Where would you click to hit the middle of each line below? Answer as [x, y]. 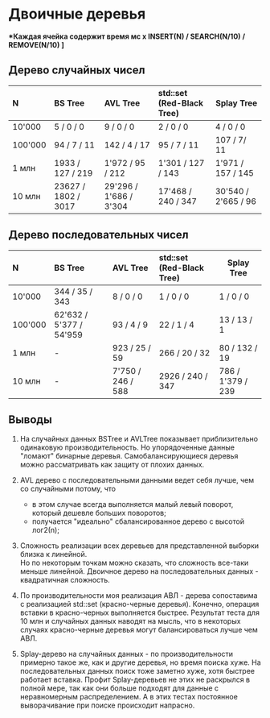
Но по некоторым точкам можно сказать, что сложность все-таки [134, 563]
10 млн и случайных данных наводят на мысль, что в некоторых [130, 621]
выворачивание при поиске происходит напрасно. [107, 705]
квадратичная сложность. [65, 580]
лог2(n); [46, 530]
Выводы [30, 419]
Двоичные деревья [77, 14]
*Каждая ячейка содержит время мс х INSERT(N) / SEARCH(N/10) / [127, 36]
